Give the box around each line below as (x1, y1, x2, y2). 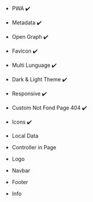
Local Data (11, 132, 39, 139)
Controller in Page (11, 144, 57, 151)
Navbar (11, 167, 30, 174)
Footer (11, 179, 29, 185)
